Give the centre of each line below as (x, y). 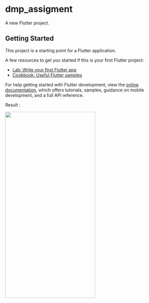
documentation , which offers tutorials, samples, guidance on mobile (74, 90)
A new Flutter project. (27, 23)
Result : (13, 105)
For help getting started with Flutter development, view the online (72, 84)
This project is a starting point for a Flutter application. (61, 50)
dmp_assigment (39, 9)
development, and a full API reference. (44, 95)
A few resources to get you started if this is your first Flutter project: (74, 60)
